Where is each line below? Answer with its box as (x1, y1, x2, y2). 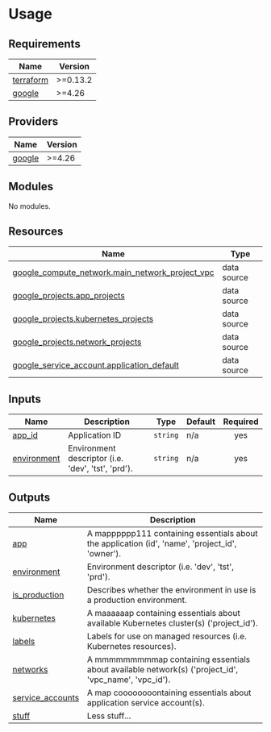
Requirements (8, 37, 81, 51)
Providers (8, 114, 59, 129)
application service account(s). (86, 697, 205, 709)
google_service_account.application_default (12, 360, 179, 371)
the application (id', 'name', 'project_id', (86, 538, 237, 549)
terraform (12, 74, 49, 85)
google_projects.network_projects (12, 336, 142, 347)
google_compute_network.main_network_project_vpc (12, 267, 215, 278)
